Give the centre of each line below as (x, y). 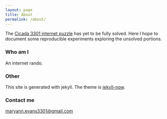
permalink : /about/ (26, 19)
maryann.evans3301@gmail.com (39, 111)
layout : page (19, 10)
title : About (19, 15)
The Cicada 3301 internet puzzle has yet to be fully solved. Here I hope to (82, 34)
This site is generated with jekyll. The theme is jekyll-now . (65, 87)
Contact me (20, 100)
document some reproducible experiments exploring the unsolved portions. (84, 39)
